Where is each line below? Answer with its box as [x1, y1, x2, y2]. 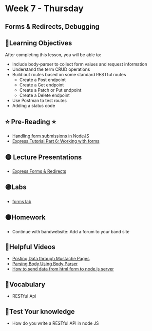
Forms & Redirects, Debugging [5, 22, 100, 31]
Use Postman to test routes [12, 98, 67, 103]
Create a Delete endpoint [19, 92, 70, 98]
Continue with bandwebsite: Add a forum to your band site [12, 228, 130, 234]
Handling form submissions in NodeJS [12, 133, 89, 139]
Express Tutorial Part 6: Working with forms [12, 138, 100, 144]
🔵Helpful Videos [5, 243, 56, 251]
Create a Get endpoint [19, 82, 64, 88]
